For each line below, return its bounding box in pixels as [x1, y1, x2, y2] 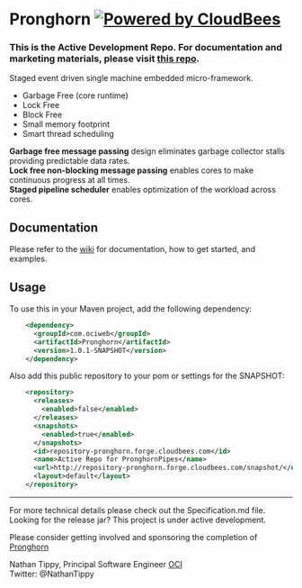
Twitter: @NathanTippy [9, 568, 94, 579]
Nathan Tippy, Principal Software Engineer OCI [9, 558, 182, 569]
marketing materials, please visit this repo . [9, 52, 200, 65]
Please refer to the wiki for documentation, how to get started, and [9, 244, 256, 255]
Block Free [22, 109, 63, 121]
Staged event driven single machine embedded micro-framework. [9, 73, 253, 84]
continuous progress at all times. [9, 175, 130, 185]
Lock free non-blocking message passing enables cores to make [9, 165, 254, 176]
